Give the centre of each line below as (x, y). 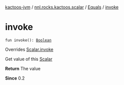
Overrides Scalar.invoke (29, 49)
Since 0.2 (15, 78)
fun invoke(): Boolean (28, 40)
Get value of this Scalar (29, 59)
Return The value (23, 68)
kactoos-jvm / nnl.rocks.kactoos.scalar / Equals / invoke (62, 7)
